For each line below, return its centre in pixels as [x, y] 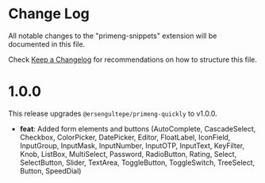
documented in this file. [47, 44]
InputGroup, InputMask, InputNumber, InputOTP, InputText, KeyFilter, [132, 145]
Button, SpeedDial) [50, 170]
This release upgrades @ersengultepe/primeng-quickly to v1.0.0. [113, 113]
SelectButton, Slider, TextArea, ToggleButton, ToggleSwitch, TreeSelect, [137, 162]
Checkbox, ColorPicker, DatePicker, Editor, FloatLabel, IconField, [125, 137]
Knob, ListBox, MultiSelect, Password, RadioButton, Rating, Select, [128, 154]
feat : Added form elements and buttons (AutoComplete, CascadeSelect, [138, 128]
